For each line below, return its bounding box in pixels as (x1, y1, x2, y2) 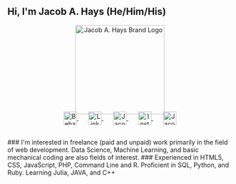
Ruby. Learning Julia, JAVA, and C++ (7, 168, 116, 177)
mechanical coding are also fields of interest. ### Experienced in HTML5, (7, 153, 224, 161)
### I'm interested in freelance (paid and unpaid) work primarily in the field (7, 138, 228, 146)
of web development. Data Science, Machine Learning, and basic (7, 145, 200, 154)
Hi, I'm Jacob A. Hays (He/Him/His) (7, 6, 166, 18)
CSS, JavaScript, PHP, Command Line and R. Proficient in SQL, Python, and (7, 160, 230, 169)
